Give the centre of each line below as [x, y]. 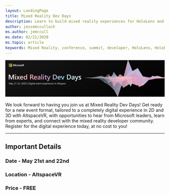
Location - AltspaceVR [33, 175]
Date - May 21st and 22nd [37, 161]
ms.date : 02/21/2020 [27, 37]
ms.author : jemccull [27, 32]
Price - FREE [21, 188]
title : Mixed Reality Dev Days [38, 16]
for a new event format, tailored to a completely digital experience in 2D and [84, 110]
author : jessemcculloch [30, 27]
